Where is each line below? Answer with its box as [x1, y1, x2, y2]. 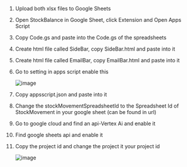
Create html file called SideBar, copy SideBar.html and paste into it [15, 45, 175, 52]
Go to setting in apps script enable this [15, 68, 109, 75]
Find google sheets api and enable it [15, 132, 103, 138]
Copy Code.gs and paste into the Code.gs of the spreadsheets [15, 34, 166, 41]
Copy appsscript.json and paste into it [15, 91, 107, 98]
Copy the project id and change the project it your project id [15, 143, 160, 149]
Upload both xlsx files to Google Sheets [15, 5, 111, 12]
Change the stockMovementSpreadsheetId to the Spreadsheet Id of [15, 102, 179, 109]
